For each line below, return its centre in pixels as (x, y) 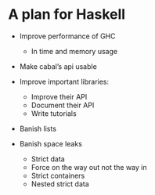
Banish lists (38, 128)
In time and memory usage (74, 51)
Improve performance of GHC (67, 36)
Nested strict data (60, 184)
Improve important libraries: (64, 81)
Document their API (63, 105)
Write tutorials (54, 113)
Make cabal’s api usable (58, 66)
